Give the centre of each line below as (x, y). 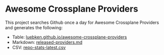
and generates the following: (34, 27)
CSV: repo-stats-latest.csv (39, 47)
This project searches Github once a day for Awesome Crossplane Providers (82, 22)
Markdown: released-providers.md (47, 42)
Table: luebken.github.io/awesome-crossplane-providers (70, 37)
